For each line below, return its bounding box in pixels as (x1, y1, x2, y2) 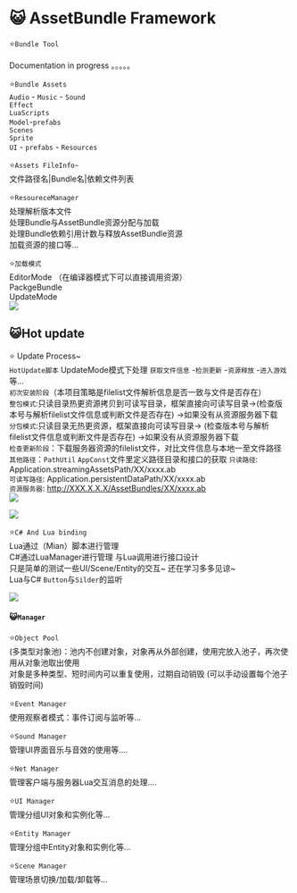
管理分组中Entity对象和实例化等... (9, 841, 131, 852)
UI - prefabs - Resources (9, 141, 98, 152)
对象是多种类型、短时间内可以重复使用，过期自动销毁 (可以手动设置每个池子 (9, 668, 288, 678)
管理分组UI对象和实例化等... (9, 809, 111, 820)
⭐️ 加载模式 (9, 257, 42, 268)
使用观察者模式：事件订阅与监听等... (9, 712, 142, 722)
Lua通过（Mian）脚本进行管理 (9, 540, 120, 551)
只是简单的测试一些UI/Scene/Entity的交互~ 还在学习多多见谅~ (9, 562, 236, 573)
